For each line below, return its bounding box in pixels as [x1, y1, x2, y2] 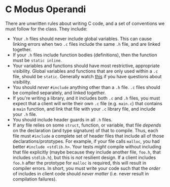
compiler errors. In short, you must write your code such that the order [12, 165, 161, 171]
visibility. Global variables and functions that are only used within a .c [12, 68, 158, 74]
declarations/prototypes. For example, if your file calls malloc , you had [12, 138, 160, 144]
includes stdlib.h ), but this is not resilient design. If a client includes [12, 154, 156, 161]
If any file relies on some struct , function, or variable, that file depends [12, 122, 161, 128]
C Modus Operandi [5, 4, 86, 15]
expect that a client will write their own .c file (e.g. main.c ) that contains [12, 100, 162, 106]
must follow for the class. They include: [5, 25, 88, 32]
